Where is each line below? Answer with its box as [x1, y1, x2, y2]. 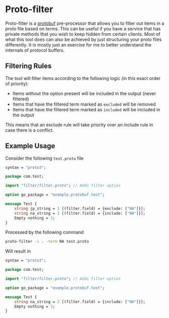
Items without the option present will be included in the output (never [12, 90, 156, 97]
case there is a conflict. [5, 127, 54, 133]
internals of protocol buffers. [5, 47, 65, 53]
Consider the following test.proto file [5, 155, 84, 161]
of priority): [5, 80, 29, 86]
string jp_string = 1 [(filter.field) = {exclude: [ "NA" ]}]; [14, 206, 145, 211]
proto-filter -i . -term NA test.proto [5, 239, 89, 244]
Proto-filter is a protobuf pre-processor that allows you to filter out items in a [5, 20, 164, 26]
